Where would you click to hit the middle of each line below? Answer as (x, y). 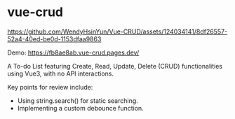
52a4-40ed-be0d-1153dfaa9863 (54, 38)
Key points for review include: (50, 87)
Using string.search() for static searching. (78, 100)
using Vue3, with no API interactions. (61, 73)
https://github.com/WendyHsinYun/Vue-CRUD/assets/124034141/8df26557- (117, 31)
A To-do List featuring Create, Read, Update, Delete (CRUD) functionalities (115, 66)
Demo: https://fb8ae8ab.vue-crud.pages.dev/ (73, 52)
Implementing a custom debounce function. (80, 108)
